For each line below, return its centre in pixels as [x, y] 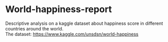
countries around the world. [34, 28]
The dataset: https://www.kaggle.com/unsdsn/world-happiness [72, 34]
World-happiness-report [59, 9]
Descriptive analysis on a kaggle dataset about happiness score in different [84, 23]
